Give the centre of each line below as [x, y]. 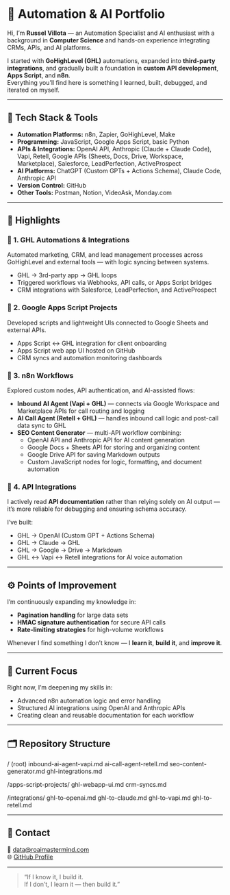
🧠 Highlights [34, 221]
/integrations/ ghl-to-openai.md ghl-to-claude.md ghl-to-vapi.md [99, 798]
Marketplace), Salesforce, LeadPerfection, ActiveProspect [99, 163]
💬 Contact [29, 833]
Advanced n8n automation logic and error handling [89, 701]
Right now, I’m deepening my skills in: [60, 687]
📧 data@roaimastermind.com [48, 849]
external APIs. [27, 330]
